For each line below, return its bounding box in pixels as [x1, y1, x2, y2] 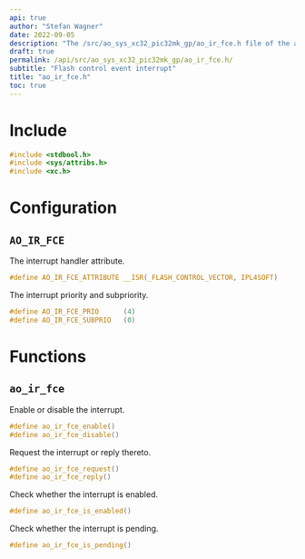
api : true [9, 13, 47, 23]
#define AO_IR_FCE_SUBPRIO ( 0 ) [9, 315, 136, 324]
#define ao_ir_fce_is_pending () [9, 541, 132, 550]
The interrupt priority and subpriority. [9, 290, 149, 301]
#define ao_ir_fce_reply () [9, 473, 112, 482]
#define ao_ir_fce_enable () [9, 422, 116, 431]
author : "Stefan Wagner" [9, 22, 103, 31]
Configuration [9, 197, 118, 218]
